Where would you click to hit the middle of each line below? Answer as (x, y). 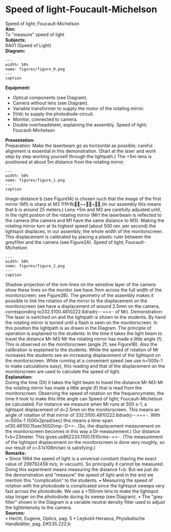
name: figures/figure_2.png (35, 266)
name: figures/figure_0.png (35, 69)
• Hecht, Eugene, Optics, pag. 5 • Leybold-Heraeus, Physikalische (75, 518)
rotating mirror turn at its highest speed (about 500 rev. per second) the (81, 226)
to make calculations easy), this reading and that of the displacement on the (85, 366)
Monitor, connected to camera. (45, 119)
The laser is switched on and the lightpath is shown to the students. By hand (86, 317)
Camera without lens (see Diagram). (51, 103)
